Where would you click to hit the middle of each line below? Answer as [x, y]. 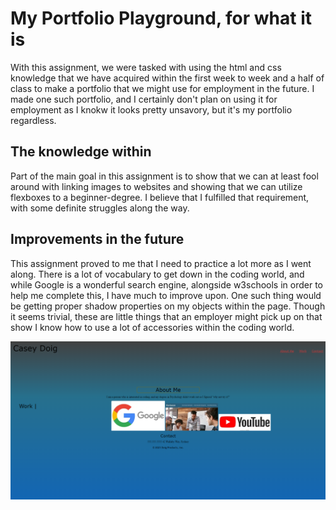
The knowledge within [81, 152]
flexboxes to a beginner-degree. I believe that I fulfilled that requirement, [160, 197]
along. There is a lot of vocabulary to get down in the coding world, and [157, 274]
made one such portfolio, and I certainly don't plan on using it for [144, 99]
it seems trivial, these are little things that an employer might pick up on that [166, 316]
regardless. [33, 120]
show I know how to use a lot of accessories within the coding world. [152, 327]
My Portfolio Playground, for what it [161, 18]
